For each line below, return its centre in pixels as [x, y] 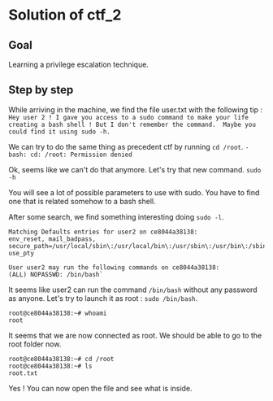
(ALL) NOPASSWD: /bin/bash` [56, 274]
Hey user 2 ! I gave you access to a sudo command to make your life [129, 117]
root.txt [23, 373]
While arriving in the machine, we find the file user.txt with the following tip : [135, 109]
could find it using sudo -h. [60, 132]
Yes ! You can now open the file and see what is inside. [100, 388]
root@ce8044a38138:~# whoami [58, 313]
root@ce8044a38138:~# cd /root [61, 359]
